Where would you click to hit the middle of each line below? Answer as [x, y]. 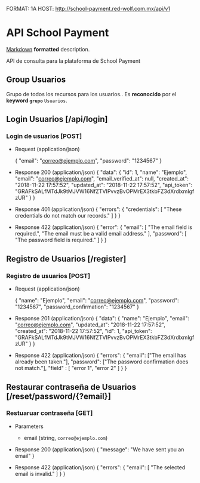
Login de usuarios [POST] [44, 136]
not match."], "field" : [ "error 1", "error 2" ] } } [71, 368]
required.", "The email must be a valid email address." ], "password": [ [101, 234]
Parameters [29, 426]
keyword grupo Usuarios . [37, 100]
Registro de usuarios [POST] [48, 276]
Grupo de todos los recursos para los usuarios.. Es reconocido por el [91, 94]
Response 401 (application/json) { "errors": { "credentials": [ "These [98, 209]
